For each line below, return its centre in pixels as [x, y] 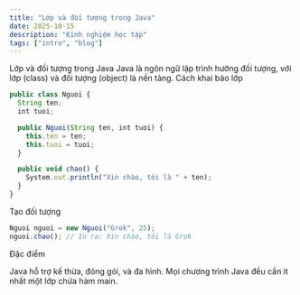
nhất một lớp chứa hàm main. [64, 281]
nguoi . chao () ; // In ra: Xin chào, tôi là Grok [101, 236]
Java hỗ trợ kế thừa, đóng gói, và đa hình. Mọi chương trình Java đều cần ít [149, 271]
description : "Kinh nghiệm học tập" [78, 34]
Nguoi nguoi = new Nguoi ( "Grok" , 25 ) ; [82, 228]
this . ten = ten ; [56, 136]
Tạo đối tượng [35, 211]
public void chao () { [58, 169]
